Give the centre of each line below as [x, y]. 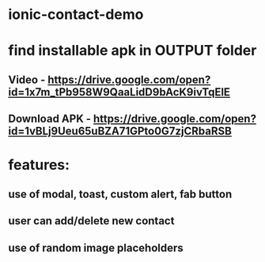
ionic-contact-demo [76, 15]
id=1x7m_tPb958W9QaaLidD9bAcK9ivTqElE [119, 92]
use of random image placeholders [96, 247]
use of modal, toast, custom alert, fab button [120, 194]
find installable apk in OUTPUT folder [132, 51]
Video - [27, 79]
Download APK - [50, 119]
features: [39, 165]
